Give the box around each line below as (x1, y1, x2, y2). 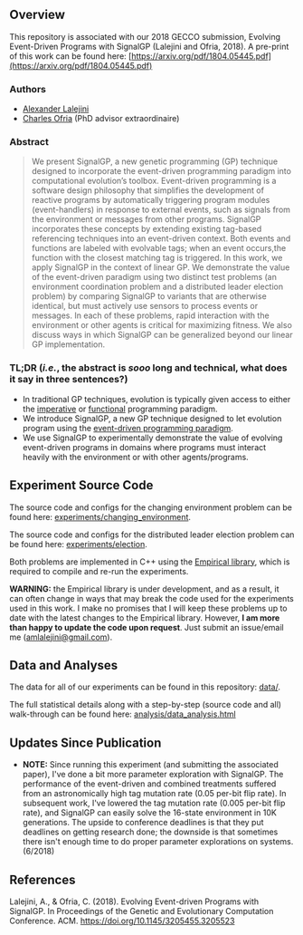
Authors (9, 82, 47, 95)
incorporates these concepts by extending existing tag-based (31, 224, 262, 235)
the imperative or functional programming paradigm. (22, 403, 219, 414)
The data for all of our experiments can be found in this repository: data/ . (9, 681, 281, 692)
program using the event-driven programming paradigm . (22, 422, 233, 433)
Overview (9, 7, 66, 23)
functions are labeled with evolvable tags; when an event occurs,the (31, 243, 287, 254)
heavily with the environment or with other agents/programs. (22, 451, 249, 462)
